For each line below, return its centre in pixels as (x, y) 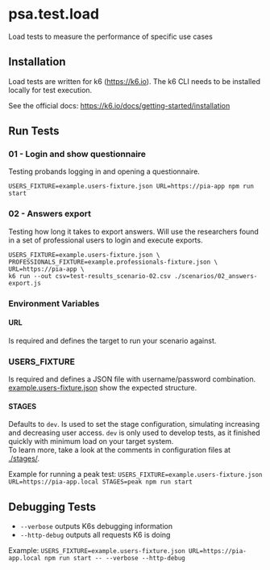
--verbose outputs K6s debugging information (96, 526)
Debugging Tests (52, 507)
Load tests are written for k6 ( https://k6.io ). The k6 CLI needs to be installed (134, 81)
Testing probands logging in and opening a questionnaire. (104, 171)
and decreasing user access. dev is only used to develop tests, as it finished (134, 433)
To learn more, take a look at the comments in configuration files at (120, 450)
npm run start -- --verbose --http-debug (114, 559)
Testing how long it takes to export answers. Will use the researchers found (134, 231)
